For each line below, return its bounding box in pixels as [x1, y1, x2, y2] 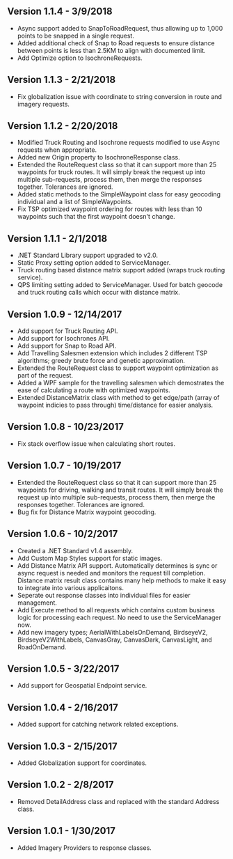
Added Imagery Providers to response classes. [17, 843, 152, 852]
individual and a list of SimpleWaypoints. [17, 198, 134, 206]
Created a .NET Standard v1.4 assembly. [17, 546, 134, 555]
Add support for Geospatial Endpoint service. [17, 681, 147, 690]
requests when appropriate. [17, 146, 97, 154]
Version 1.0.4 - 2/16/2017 [7, 702, 118, 713]
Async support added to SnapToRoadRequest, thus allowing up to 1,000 [17, 24, 223, 32]
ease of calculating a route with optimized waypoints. [17, 386, 170, 394]
